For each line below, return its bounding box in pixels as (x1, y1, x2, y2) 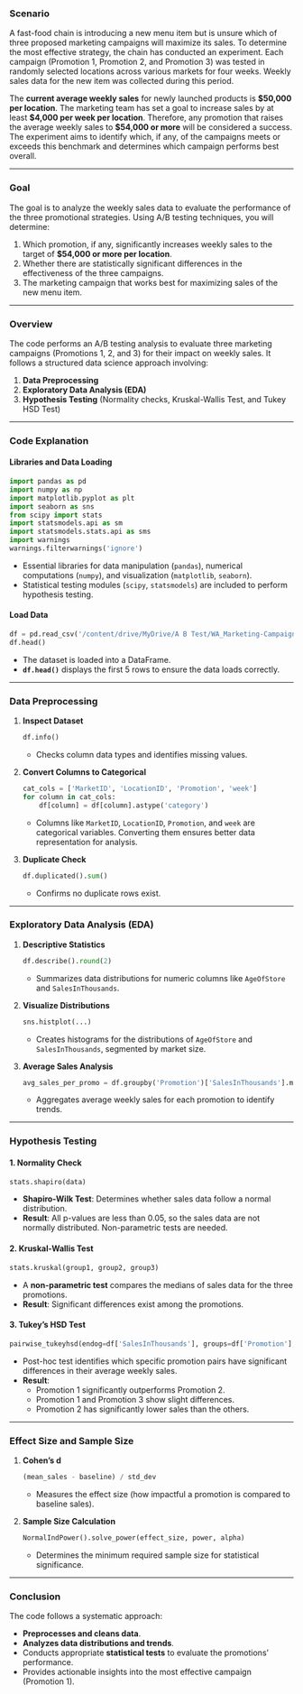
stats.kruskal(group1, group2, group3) (9, 1263, 160, 1272)
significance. (35, 1559, 84, 1570)
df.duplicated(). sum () (22, 871, 108, 880)
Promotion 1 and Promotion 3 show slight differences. (35, 1394, 235, 1404)
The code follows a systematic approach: (9, 1610, 163, 1621)
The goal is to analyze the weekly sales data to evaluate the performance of (9, 202, 291, 213)
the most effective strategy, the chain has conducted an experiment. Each (9, 47, 284, 58)
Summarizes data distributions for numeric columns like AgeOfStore (35, 972, 286, 983)
